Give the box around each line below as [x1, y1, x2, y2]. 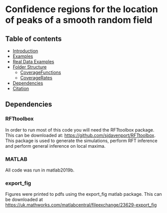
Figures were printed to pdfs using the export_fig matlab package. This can [5, 191, 162, 197]
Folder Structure [12, 64, 47, 70]
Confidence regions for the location [5, 4, 158, 15]
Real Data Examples [12, 59, 55, 64]
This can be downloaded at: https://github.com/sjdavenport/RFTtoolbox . [5, 132, 156, 138]
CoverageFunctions [20, 69, 61, 75]
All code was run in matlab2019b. [5, 167, 75, 173]
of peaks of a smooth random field [5, 14, 153, 26]
